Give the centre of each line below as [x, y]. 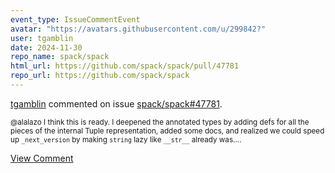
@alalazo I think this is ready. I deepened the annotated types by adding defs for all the [160, 122]
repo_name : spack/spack [60, 57]
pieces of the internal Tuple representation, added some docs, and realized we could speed [167, 131]
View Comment [42, 158]
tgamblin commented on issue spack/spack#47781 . [116, 103]
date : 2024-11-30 [46, 47]
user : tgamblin [42, 38]
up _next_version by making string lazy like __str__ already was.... [126, 139]
